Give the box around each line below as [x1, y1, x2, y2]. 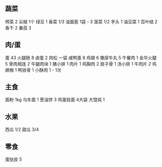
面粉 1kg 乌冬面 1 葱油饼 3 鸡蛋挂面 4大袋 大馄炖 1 [5, 97, 105, 102]
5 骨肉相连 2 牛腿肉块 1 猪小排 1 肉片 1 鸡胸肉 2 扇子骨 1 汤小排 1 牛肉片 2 [5, 61, 151, 67]
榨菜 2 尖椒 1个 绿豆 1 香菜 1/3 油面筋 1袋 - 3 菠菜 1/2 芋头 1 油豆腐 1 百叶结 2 [5, 19, 158, 25]
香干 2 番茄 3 [5, 25, 31, 31]
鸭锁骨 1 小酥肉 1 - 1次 [18, 67, 61, 73]
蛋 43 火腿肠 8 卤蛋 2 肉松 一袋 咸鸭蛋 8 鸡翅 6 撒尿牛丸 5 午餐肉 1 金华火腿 [5, 55, 157, 61]
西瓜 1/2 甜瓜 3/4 [5, 127, 39, 133]
